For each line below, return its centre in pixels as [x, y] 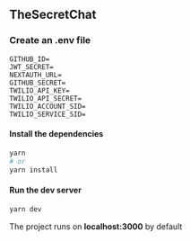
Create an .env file [50, 40]
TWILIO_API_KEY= [39, 90]
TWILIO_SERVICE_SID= [48, 114]
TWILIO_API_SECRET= [46, 98]
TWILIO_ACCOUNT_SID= [48, 106]
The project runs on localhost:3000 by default [96, 226]
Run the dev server [46, 190]
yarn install [34, 170]
